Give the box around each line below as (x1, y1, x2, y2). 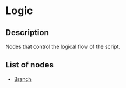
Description (5, 28, 49, 38)
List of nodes (5, 60, 54, 70)
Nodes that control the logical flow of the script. (5, 43, 121, 50)
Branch (13, 75, 32, 83)
